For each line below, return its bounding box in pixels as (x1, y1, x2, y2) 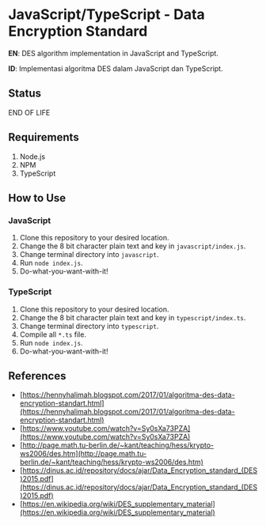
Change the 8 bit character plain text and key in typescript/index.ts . (19, 312, 246, 322)
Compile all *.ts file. (19, 330, 87, 339)
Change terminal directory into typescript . (19, 321, 159, 330)
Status (8, 87, 42, 100)
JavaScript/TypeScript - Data (8, 6, 206, 24)
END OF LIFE (8, 108, 51, 117)
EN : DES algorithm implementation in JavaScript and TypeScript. (8, 48, 219, 58)
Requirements (8, 130, 79, 144)
